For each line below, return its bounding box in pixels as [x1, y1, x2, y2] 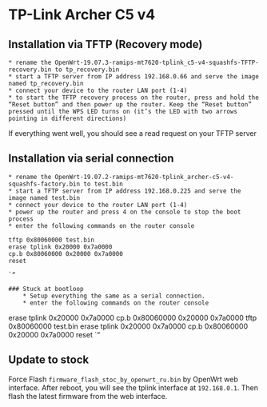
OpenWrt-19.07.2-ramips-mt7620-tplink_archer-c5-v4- [54, 173, 234, 181]
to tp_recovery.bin [54, 66, 120, 74]
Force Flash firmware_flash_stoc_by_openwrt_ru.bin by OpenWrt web [8, 374, 238, 384]
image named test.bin [8, 194, 81, 202]
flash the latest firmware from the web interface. [8, 391, 168, 401]
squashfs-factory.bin [8, 180, 81, 188]
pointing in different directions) [8, 114, 127, 122]
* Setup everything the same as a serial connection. [22, 292, 205, 300]
